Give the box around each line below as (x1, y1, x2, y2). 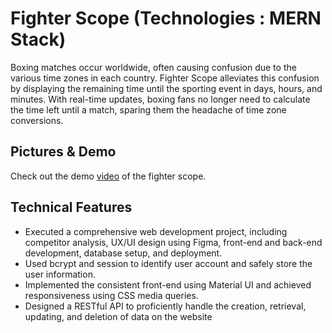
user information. (24, 268, 96, 280)
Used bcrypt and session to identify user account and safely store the (24, 257, 313, 269)
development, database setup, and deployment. (24, 247, 223, 259)
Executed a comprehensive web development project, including (24, 225, 288, 237)
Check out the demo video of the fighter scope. (10, 170, 207, 182)
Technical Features (10, 199, 133, 216)
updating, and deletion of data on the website (24, 310, 213, 322)
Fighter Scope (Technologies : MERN (10, 7, 322, 30)
